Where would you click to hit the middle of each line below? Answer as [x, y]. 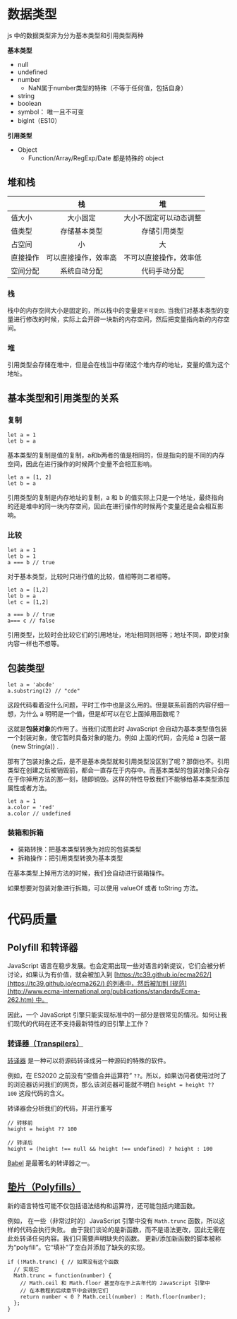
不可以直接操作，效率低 [163, 257]
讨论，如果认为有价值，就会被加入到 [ [62, 974]
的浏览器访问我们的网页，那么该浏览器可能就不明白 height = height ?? [111, 1084]
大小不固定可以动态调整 [163, 217]
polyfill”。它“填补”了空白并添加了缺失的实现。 [83, 1247]
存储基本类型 [82, 231]
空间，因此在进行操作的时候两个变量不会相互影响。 [81, 464]
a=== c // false [31, 621]
